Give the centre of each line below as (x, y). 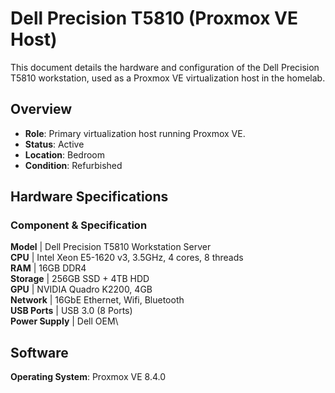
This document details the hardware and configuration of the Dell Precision (165, 67)
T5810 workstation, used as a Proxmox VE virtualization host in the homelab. (168, 78)
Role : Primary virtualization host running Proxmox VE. (135, 133)
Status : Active (54, 144)
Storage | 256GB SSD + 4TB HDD (80, 279)
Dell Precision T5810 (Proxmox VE (154, 18)
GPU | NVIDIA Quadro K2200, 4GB (81, 289)
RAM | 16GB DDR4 (48, 268)
